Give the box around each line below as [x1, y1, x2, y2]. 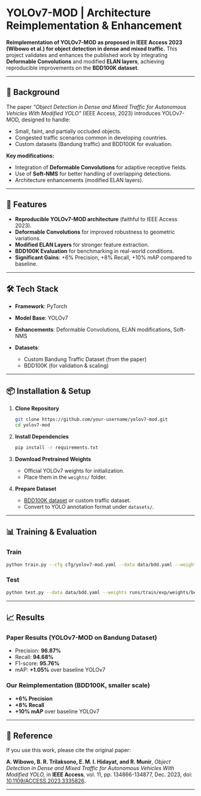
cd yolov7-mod [14, 422, 50, 428]
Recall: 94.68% [14, 654, 54, 661]
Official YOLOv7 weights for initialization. [23, 467, 124, 474]
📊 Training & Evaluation [6, 527, 97, 537]
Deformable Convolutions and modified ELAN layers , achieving [6, 58, 165, 65]
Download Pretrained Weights [14, 455, 92, 463]
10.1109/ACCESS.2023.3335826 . [6, 777, 86, 785]
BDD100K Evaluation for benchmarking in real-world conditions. [14, 247, 175, 255]
